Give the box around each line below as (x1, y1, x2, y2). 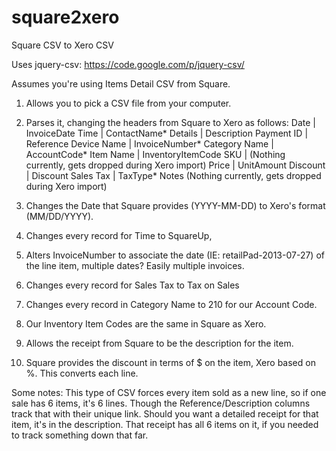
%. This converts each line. (25, 367, 139, 379)
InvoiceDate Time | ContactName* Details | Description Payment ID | (25, 127, 309, 139)
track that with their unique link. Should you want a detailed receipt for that (11, 407, 319, 420)
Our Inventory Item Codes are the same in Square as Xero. (25, 317, 267, 330)
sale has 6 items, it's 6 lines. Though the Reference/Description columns (11, 397, 311, 409)
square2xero (11, 6, 120, 29)
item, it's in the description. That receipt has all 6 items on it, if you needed (11, 418, 319, 430)
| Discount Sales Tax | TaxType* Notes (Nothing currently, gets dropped (25, 169, 322, 181)
